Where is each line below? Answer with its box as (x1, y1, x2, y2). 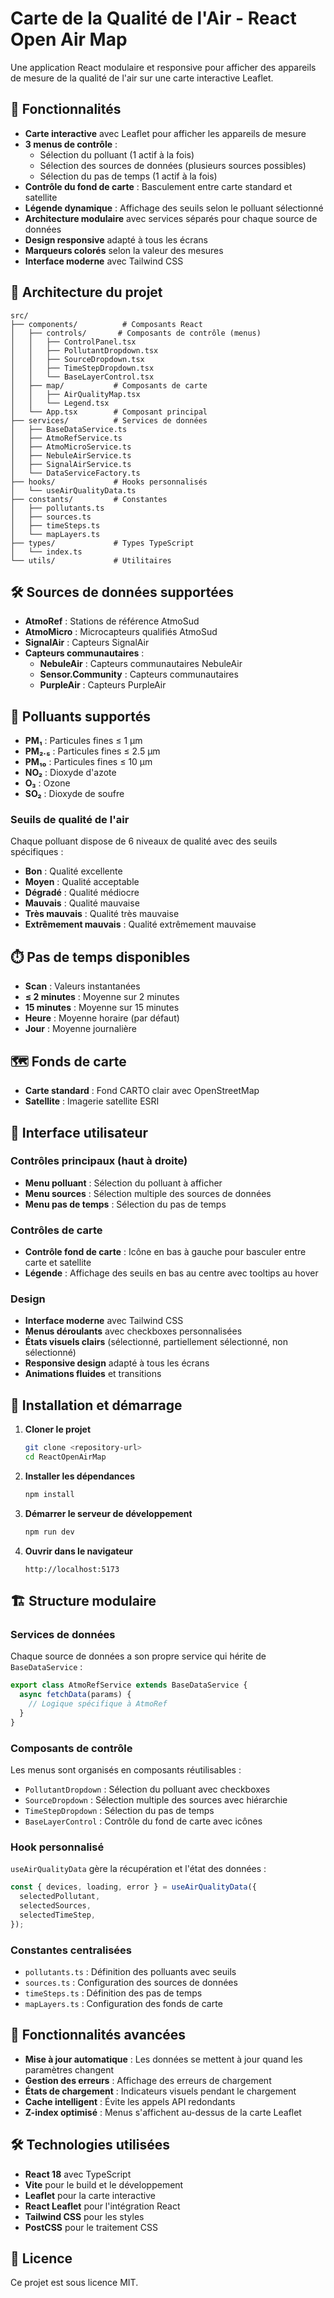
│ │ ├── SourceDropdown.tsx (10, 354, 145, 364)
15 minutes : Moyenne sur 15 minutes (24, 1002, 180, 1014)
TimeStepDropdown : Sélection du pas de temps (24, 1805, 215, 1817)
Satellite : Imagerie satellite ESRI (24, 1095, 160, 1107)
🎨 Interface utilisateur (10, 1124, 149, 1141)
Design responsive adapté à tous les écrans (24, 233, 208, 246)
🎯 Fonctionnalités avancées (10, 2027, 187, 2044)
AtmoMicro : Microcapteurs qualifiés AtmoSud (24, 626, 218, 638)
